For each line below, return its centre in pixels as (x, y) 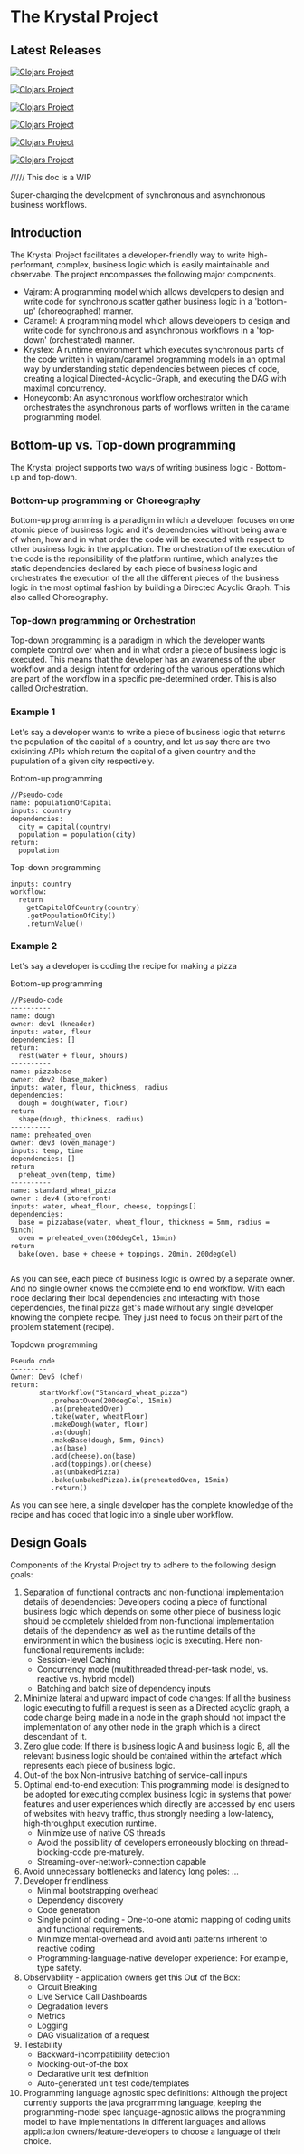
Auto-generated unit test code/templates (113, 2083)
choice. (38, 2140)
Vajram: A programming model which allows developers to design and (154, 291)
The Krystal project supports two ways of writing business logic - (132, 467)
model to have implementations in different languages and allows (144, 2121)
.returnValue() (55, 923)
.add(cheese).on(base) (93, 1456)
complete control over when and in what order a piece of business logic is (148, 650)
